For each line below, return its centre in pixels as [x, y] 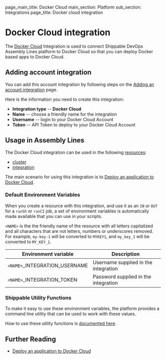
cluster [19, 162]
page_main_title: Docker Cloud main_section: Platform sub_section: [73, 7]
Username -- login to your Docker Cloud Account [63, 119]
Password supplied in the [122, 277]
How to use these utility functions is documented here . [61, 323]
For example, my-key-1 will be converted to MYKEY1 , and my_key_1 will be [77, 236]
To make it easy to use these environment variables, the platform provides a [82, 309]
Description [125, 254]
